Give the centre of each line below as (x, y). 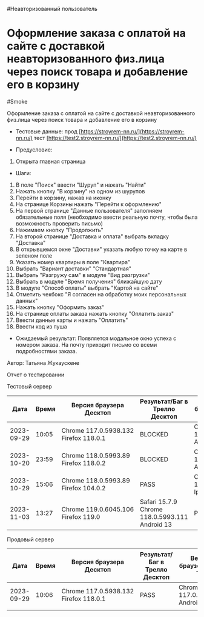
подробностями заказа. (46, 351)
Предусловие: (34, 149)
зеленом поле (34, 255)
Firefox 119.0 (81, 516)
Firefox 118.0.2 (84, 463)
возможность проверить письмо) (59, 223)
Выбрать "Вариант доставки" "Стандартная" (74, 268)
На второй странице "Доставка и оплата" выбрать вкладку (92, 236)
